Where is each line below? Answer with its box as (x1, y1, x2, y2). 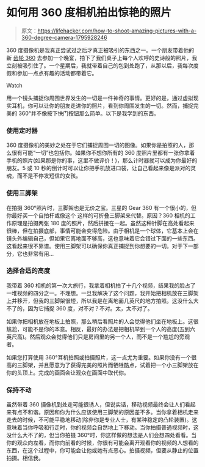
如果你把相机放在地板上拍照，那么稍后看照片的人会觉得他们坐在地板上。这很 (6, 318, 199, 325)
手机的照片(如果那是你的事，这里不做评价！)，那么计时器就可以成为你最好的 (6, 157, 198, 164)
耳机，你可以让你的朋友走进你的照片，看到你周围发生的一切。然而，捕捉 (11, 102, 193, 109)
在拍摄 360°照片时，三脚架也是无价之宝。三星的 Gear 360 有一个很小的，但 (6, 204, 197, 211)
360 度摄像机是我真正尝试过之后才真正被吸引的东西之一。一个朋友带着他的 (6, 47, 195, 54)
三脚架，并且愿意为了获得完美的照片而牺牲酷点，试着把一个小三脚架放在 (16, 361, 199, 368)
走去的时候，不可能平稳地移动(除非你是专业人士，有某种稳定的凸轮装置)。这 (6, 416, 198, 424)
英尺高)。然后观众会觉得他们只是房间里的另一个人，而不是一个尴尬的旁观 (6, 333, 190, 340)
